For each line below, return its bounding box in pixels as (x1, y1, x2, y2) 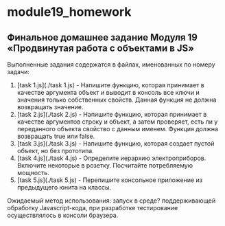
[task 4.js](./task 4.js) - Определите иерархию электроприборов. (16, 154, 206, 162)
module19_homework (7, 4, 132, 20)
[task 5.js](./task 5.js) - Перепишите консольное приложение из (16, 176, 203, 184)
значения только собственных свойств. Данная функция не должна (16, 95, 217, 104)
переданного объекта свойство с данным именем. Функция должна (16, 125, 218, 133)
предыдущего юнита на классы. (16, 183, 112, 191)
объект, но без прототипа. (16, 147, 94, 155)
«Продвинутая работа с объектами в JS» (7, 42, 194, 54)
